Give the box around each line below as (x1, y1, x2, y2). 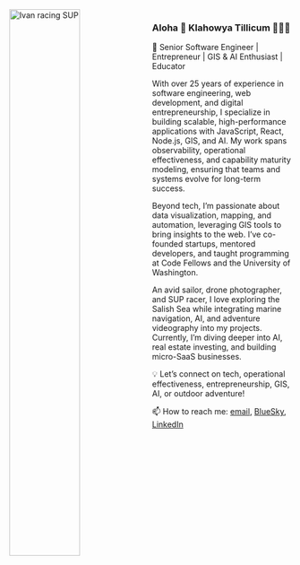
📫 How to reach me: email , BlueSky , (151, 406, 287, 417)
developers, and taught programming (151, 248, 289, 259)
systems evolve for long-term (151, 174, 261, 185)
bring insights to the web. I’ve (151, 229, 261, 240)
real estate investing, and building (151, 342, 277, 352)
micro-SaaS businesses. (151, 352, 242, 362)
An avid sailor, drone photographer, (151, 284, 282, 295)
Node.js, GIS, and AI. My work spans (151, 135, 287, 146)
